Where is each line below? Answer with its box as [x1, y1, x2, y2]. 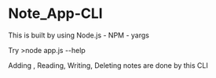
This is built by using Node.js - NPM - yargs [8, 30, 149, 40]
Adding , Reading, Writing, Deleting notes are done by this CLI [8, 60, 208, 70]
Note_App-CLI [8, 5, 104, 23]
